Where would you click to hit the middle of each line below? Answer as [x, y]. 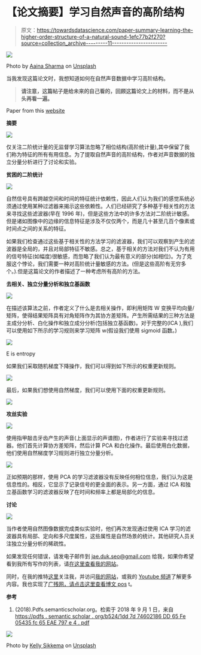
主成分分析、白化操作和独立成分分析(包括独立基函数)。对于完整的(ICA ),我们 [100, 323]
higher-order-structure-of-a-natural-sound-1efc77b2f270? [93, 37]
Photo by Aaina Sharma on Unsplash [51, 66]
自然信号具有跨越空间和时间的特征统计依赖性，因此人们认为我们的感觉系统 [98, 198]
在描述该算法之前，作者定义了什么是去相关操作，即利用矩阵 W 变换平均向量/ [100, 308]
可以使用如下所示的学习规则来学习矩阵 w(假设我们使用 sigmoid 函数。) [92, 330]
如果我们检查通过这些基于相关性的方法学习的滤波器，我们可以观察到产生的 [98, 241]
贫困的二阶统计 [25, 174]
